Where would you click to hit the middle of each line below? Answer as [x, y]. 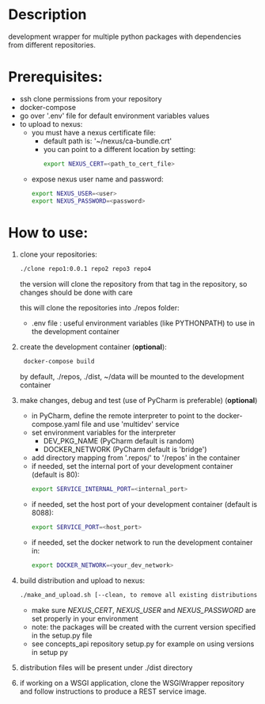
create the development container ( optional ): [93, 347]
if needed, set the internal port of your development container [132, 466]
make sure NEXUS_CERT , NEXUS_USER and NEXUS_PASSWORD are [144, 610]
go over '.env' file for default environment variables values [114, 116]
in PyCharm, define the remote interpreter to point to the [123, 416]
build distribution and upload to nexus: [82, 580]
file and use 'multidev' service [131, 424]
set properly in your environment [85, 618]
